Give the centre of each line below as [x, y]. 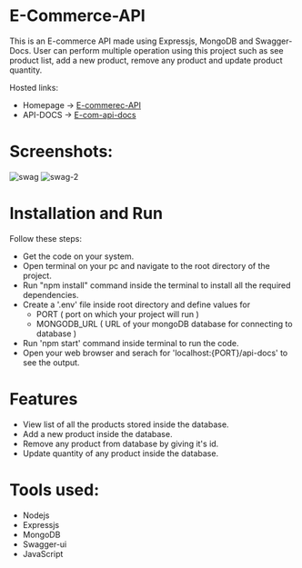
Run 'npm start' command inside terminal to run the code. [131, 343]
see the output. [51, 362]
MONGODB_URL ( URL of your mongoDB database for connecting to [164, 324]
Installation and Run [86, 214]
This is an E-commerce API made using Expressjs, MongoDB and [131, 41]
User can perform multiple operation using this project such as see [158, 50]
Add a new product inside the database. [97, 433]
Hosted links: [34, 87]
